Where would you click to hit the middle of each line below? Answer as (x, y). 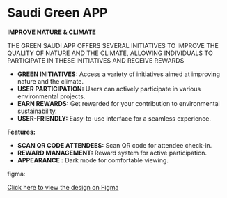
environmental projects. (51, 96)
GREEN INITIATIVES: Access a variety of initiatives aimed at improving (119, 74)
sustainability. (37, 111)
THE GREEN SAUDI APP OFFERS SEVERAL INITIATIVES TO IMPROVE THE (113, 45)
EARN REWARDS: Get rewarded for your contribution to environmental (119, 103)
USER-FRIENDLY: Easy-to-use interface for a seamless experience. (114, 118)
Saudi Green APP (57, 13)
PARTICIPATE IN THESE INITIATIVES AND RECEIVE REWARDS (96, 60)
